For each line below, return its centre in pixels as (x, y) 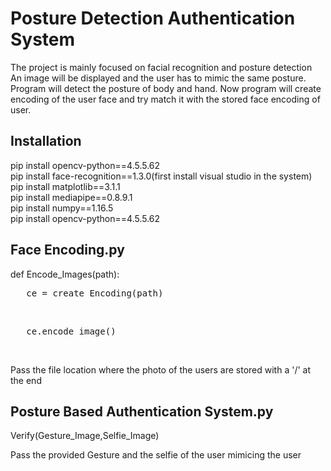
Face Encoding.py (67, 250)
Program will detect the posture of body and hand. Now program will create (166, 88)
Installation (46, 141)
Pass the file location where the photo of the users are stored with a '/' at (161, 369)
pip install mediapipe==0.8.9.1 (71, 197)
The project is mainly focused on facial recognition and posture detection (161, 67)
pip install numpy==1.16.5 (62, 208)
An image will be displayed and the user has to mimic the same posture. (158, 78)
